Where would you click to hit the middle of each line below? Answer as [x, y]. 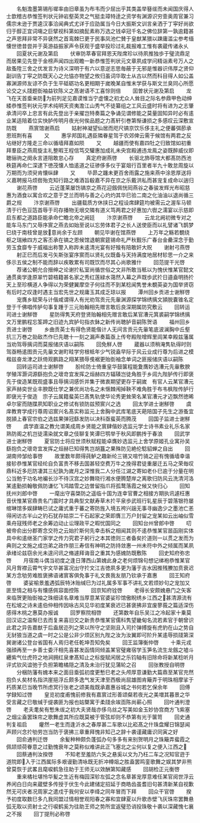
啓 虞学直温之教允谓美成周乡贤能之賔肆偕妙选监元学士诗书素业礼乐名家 [98, 426]
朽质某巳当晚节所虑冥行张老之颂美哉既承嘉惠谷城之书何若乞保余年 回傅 [98, 687]
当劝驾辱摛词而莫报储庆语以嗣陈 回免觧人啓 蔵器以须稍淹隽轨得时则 [99, 344]
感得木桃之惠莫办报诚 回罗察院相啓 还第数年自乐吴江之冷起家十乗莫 [99, 612]
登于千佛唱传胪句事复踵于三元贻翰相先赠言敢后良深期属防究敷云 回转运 [98, 307]
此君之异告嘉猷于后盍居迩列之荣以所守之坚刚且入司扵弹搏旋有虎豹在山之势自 [100, 627]
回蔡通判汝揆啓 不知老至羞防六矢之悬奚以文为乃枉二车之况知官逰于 [104, 754]
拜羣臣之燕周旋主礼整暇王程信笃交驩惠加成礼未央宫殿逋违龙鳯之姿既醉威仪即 [100, 150]
